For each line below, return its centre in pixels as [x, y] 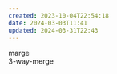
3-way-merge [31, 61]
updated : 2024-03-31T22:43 [53, 30]
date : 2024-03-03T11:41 [48, 23]
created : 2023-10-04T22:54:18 [59, 16]
